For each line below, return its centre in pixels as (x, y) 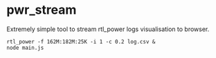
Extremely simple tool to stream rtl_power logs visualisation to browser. (108, 29)
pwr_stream (42, 10)
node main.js (25, 48)
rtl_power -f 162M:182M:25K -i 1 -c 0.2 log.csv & (81, 41)
